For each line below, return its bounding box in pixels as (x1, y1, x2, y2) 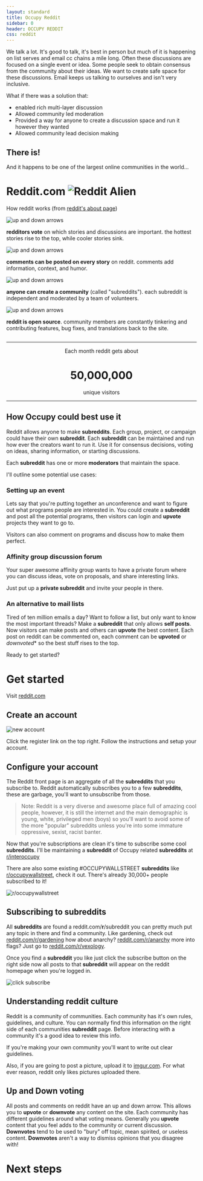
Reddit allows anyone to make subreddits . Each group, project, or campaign (6, 428, 196, 435)
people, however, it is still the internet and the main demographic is (21, 809, 188, 816)
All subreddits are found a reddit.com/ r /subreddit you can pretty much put (6, 923, 192, 930)
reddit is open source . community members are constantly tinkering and (6, 318, 187, 325)
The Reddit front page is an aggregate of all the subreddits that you (6, 778, 175, 785)
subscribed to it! (6, 878, 47, 885)
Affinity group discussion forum (6, 552, 103, 561)
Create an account (6, 709, 77, 720)
